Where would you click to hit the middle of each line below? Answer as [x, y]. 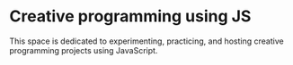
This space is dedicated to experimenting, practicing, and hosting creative [147, 41]
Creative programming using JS [130, 16]
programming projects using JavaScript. [84, 50]
